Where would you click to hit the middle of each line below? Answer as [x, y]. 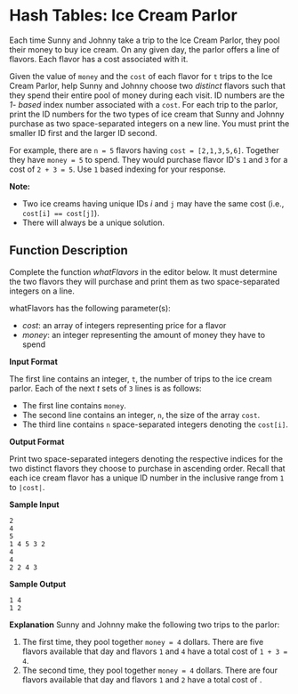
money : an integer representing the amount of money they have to [143, 335]
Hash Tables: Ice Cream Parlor [123, 16]
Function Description [69, 250]
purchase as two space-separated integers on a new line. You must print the [149, 123]
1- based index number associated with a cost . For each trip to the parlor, [144, 104]
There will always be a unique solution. [93, 222]
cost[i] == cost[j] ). [60, 213]
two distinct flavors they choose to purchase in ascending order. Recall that [148, 468]
